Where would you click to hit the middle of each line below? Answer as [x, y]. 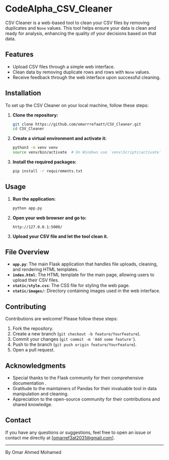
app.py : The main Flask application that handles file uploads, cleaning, [85, 264]
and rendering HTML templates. [46, 269]
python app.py [27, 208]
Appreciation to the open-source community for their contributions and [86, 399]
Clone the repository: [35, 115]
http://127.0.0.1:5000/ [37, 227]
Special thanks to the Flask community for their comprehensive [78, 378]
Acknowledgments [36, 366]
